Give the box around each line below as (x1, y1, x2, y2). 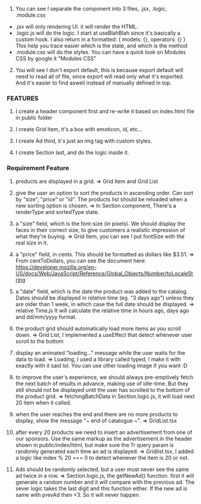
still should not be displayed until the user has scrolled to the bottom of (15, 386, 190, 393)
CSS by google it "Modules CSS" (15, 55, 97, 62)
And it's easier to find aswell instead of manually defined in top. (15, 79, 172, 86)
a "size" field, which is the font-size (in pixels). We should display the (15, 220, 185, 227)
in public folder (15, 114, 53, 122)
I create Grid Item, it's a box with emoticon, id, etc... (15, 126, 143, 133)
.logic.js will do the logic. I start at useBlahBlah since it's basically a (15, 29, 181, 37)
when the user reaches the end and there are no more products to (15, 411, 178, 418)
